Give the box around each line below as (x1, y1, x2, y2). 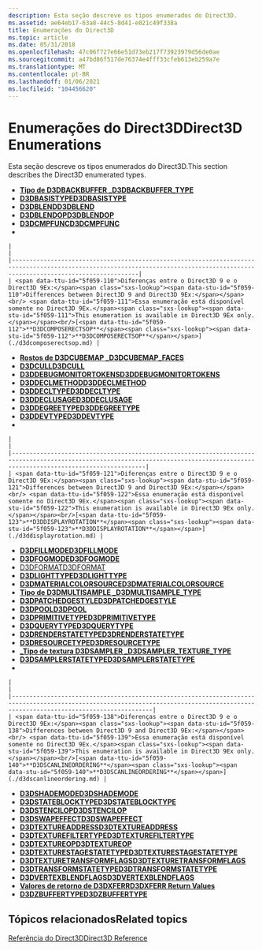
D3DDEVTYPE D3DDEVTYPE (19, 412, 115, 421)
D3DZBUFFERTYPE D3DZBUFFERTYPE (19, 889, 148, 900)
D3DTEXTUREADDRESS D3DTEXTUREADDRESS (19, 822, 179, 832)
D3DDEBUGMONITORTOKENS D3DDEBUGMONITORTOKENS (19, 370, 220, 380)
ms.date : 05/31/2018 (8, 41, 76, 49)
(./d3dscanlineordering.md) (8, 775, 101, 784)
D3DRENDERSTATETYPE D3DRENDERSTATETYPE (19, 630, 185, 639)
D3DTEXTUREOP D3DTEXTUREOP (19, 840, 132, 849)
